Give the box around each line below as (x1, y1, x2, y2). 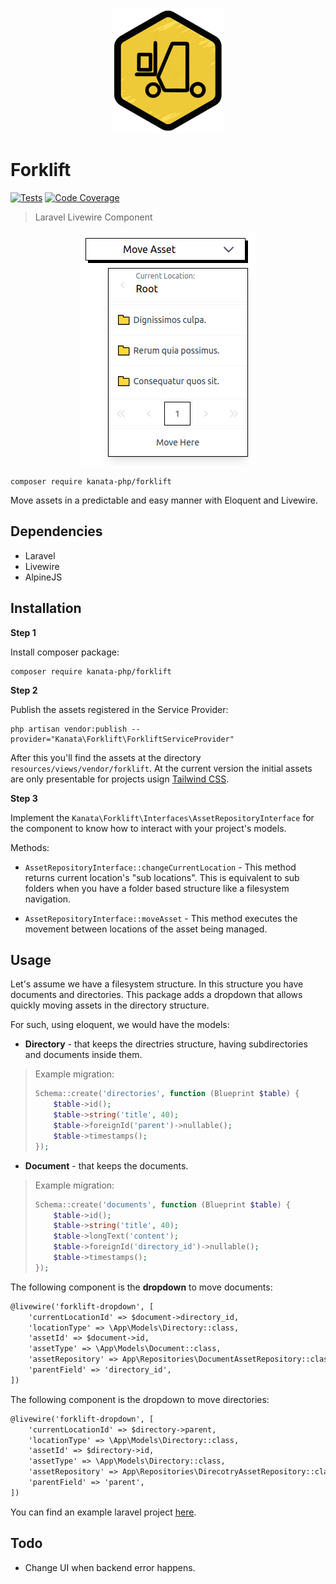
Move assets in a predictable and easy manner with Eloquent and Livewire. (10, 494, 318, 506)
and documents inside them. (24, 1049, 143, 1061)
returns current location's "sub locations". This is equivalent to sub (24, 871, 300, 883)
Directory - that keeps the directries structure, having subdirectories (24, 1038, 308, 1050)
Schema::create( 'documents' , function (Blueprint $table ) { (34, 1199, 291, 1210)
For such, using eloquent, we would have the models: (10, 1019, 230, 1031)
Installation (10, 600, 82, 617)
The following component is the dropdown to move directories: (10, 1393, 270, 1405)
